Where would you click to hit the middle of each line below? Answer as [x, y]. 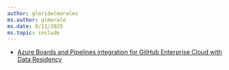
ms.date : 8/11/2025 [35, 26]
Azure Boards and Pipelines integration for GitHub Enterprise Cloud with [120, 52]
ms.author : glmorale [37, 20]
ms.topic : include [33, 33]
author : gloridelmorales [43, 13]
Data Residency [39, 60]
